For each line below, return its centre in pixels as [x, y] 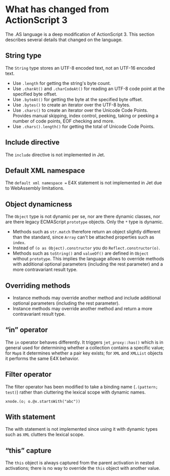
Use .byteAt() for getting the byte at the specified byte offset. [78, 99]
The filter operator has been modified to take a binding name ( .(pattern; [82, 386]
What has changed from [57, 9]
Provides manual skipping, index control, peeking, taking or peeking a [86, 115]
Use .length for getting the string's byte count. [62, 83]
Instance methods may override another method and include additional [87, 298]
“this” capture [28, 450]
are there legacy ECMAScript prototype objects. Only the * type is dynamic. [84, 222]
